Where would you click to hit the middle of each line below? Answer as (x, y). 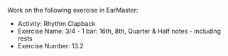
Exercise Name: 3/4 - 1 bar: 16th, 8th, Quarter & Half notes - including (119, 31)
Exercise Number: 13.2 (50, 46)
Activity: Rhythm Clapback (56, 23)
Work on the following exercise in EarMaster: (73, 10)
